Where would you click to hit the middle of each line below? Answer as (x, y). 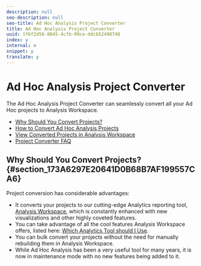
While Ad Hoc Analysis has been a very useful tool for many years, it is (103, 250)
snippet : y (20, 51)
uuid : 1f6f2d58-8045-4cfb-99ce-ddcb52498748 (63, 34)
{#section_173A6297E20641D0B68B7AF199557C (101, 169)
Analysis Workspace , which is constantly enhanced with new (91, 212)
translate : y (23, 57)
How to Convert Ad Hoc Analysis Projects (67, 128)
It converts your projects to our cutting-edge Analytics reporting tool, (101, 205)
